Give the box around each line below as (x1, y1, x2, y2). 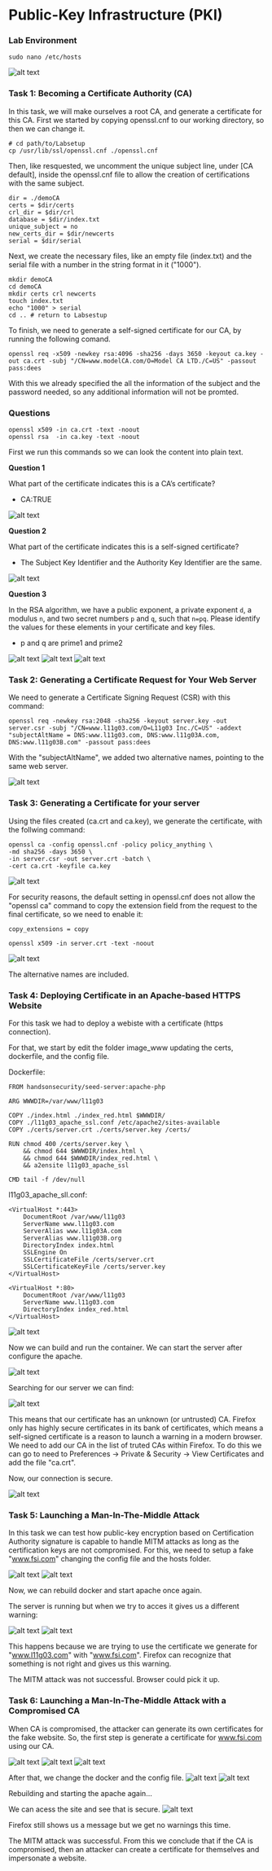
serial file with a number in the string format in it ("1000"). (8, 259, 202, 270)
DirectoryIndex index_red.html (23, 1305, 129, 1313)
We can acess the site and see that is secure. (8, 1804, 160, 1814)
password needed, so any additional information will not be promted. (8, 387, 239, 397)
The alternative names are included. (8, 969, 129, 979)
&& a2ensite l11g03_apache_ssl (23, 1161, 129, 1170)
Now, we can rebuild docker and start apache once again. (8, 1586, 202, 1596)
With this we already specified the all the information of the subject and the (8, 378, 261, 388)
